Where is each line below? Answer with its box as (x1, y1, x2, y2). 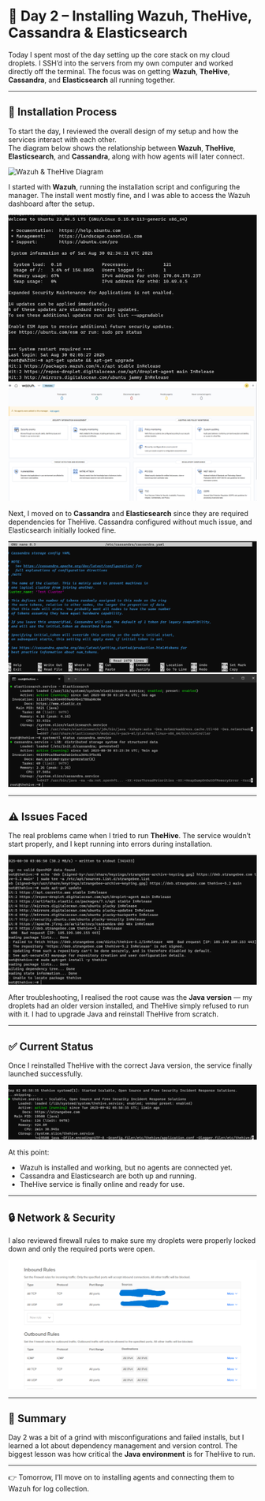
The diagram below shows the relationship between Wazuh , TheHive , (8, 143, 236, 152)
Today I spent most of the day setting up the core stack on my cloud (8, 50, 230, 59)
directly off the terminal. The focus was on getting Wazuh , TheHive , (8, 66, 230, 76)
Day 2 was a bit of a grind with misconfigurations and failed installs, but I (8, 1432, 244, 1443)
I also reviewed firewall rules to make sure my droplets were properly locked (8, 1236, 256, 1245)
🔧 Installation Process (8, 106, 118, 119)
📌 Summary (8, 1412, 67, 1425)
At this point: (8, 1147, 50, 1157)
